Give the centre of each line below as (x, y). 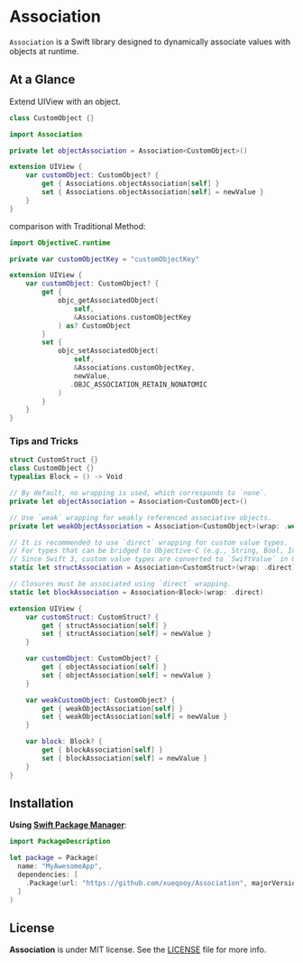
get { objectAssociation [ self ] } (105, 667)
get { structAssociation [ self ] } (105, 625)
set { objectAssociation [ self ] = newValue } (127, 675)
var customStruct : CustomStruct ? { (92, 617)
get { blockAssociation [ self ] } (103, 750)
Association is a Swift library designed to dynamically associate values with (150, 42)
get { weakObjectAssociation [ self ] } (112, 708)
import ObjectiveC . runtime (60, 243)
